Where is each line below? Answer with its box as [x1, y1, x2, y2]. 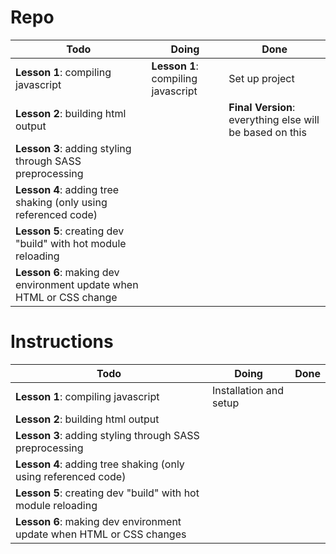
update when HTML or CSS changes [15, 527, 187, 541]
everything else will [228, 112, 320, 126]
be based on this [228, 125, 307, 139]
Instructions [10, 331, 114, 353]
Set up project [228, 71, 295, 85]
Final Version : [228, 100, 296, 114]
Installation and [212, 383, 284, 397]
